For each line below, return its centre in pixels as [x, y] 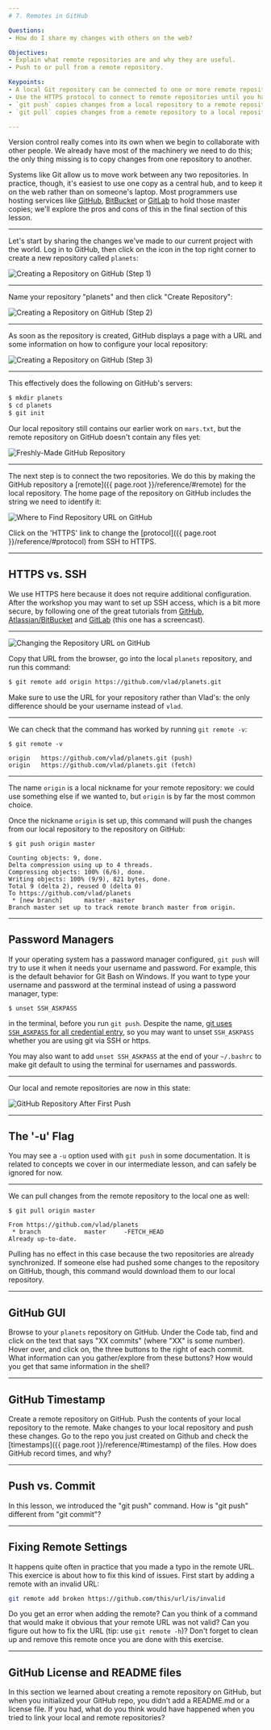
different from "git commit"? [55, 1514]
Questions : [27, 30]
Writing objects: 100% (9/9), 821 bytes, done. [90, 879]
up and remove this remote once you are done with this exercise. [116, 1640]
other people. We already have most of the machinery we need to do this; [131, 151]
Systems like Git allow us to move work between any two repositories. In [128, 175]
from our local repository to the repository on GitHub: [97, 829]
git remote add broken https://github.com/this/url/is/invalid [117, 1598]
